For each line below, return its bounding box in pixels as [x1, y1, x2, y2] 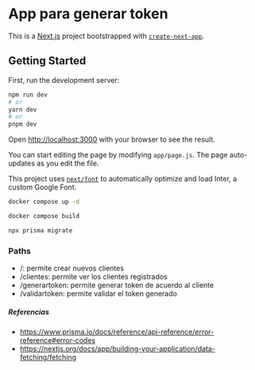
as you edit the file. [37, 158, 99, 168]
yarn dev [8, 105, 37, 114]
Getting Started [8, 54, 87, 68]
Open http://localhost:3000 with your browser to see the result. [8, 134, 216, 144]
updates [8, 158, 36, 168]
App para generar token [8, 5, 168, 23]
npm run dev [8, 91, 48, 99]
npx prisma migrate [8, 226, 73, 235]
